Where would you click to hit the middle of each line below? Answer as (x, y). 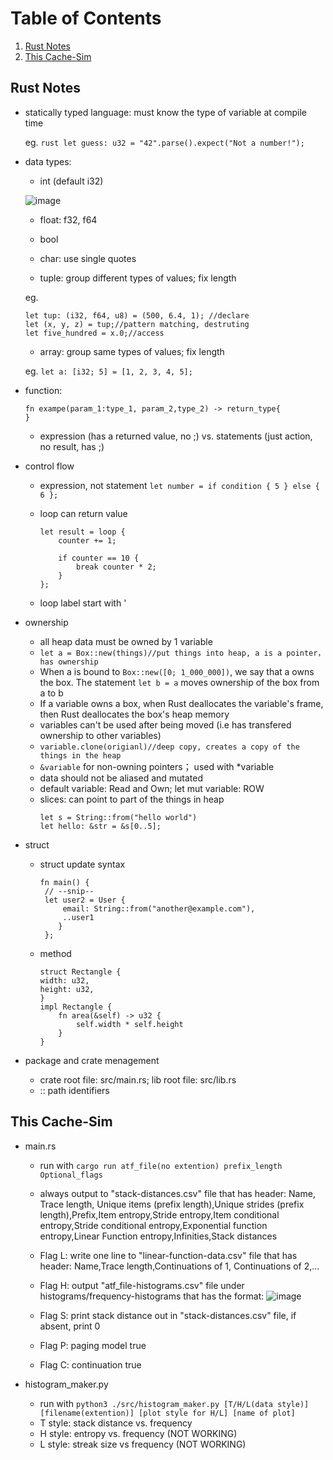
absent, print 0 (70, 1326)
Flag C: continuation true (90, 1364)
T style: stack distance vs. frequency (116, 1423)
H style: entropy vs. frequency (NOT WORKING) (138, 1433)
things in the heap (80, 755)
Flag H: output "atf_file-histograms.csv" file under (142, 1285)
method (55, 953)
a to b (51, 693)
